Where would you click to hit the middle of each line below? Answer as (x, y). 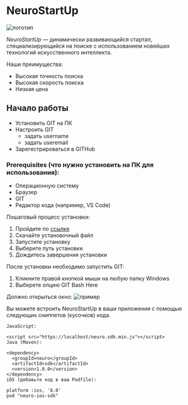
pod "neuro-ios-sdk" (33, 396)
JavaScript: (21, 327)
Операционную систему (47, 186)
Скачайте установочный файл (54, 235)
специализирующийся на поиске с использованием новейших (88, 46)
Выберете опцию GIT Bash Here (56, 285)
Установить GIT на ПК (44, 123)
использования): (33, 172)
